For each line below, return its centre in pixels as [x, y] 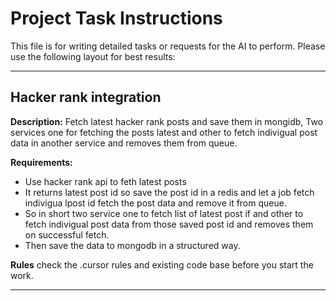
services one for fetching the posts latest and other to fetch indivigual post [164, 132]
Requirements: [41, 162]
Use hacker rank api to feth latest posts [105, 181]
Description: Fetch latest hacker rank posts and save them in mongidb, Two [167, 121]
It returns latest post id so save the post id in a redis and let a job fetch [169, 192]
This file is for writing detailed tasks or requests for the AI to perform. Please [168, 46]
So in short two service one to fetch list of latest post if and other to [164, 213]
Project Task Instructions [116, 18]
